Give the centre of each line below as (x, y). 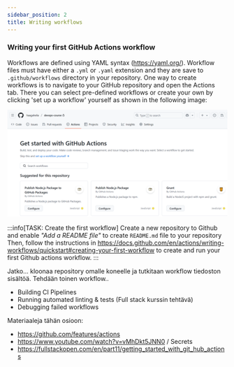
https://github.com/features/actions (69, 334)
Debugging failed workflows (58, 307)
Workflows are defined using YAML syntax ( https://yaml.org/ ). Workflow (111, 62)
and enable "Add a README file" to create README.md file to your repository (115, 235)
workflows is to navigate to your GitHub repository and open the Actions (111, 85)
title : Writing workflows (45, 22)
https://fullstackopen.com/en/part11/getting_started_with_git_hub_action (121, 349)
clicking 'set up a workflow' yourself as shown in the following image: (107, 100)
